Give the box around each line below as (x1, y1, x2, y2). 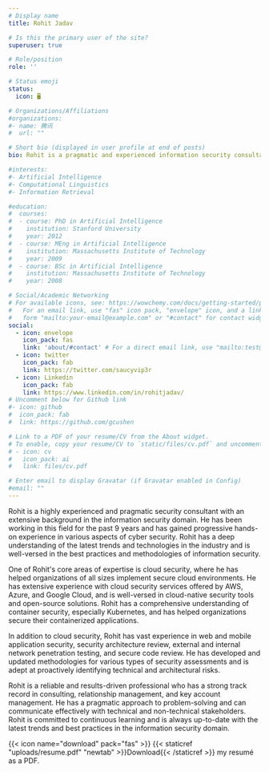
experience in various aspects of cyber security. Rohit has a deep (18, 532, 235, 541)
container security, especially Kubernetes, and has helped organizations (8, 607, 247, 616)
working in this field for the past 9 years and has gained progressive (8, 523, 234, 533)
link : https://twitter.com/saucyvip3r (22, 366, 152, 374)
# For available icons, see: (8, 299, 106, 307)
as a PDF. (8, 755, 40, 766)
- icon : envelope (15, 329, 74, 337)
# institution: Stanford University (8, 225, 142, 233)
